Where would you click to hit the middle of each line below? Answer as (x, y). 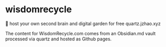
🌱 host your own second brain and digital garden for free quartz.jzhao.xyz (83, 24)
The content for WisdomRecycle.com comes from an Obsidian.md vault (80, 33)
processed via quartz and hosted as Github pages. (58, 39)
